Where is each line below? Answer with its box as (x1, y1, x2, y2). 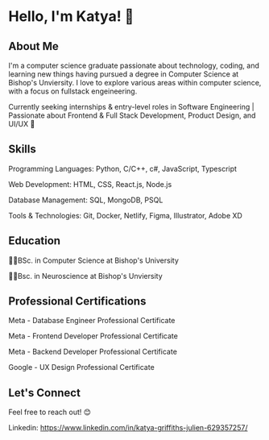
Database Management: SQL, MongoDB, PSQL (8, 195, 163, 205)
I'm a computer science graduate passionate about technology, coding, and (8, 60, 260, 70)
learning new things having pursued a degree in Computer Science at (8, 69, 239, 79)
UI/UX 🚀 (8, 119, 35, 128)
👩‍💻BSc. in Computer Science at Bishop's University (8, 255, 180, 265)
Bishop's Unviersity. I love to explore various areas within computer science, (8, 78, 262, 87)
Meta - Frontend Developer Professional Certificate (8, 331, 179, 341)
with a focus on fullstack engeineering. (8, 86, 138, 96)
